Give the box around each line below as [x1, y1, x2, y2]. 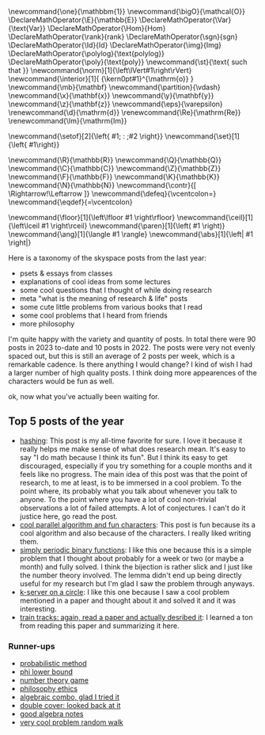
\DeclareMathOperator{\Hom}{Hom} [47, 24, 166, 32]
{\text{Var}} [8, 24, 46, 32]
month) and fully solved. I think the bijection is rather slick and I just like [19, 562, 253, 571]
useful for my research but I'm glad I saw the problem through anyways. [19, 578, 255, 588]
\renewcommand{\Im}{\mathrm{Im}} [8, 116, 127, 125]
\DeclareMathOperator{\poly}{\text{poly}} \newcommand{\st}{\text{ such [8, 57, 248, 67]
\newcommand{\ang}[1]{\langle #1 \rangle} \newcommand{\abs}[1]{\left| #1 [8, 230, 253, 238]
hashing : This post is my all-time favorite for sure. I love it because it [19, 436, 243, 445]
